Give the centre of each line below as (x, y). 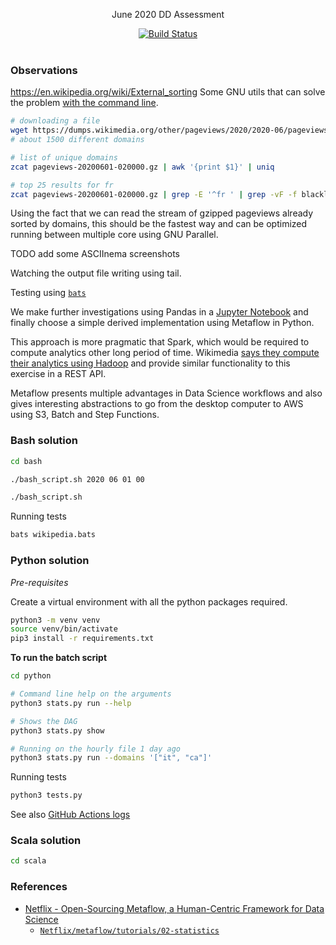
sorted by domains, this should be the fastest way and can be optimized (159, 224)
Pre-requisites (39, 582)
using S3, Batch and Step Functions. (85, 415)
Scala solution (46, 841)
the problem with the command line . (84, 103)
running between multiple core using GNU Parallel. (114, 235)
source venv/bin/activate (64, 629)
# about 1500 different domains (77, 140)
